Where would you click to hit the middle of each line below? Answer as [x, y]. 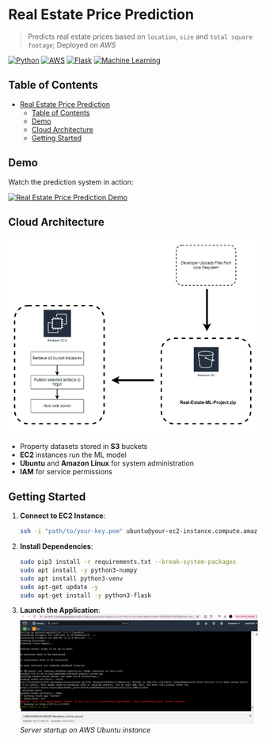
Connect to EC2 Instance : [63, 516]
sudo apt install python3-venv [71, 578]
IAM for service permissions [66, 472]
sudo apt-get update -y [59, 587]
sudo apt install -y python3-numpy [78, 570]
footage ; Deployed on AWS [72, 44]
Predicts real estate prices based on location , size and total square [140, 36]
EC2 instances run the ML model [73, 455]
